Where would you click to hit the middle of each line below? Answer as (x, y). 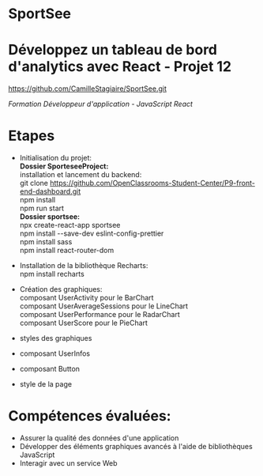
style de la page (46, 384)
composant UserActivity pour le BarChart (86, 298)
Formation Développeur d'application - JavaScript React (101, 104)
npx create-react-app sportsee (70, 225)
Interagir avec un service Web (68, 463)
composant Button (50, 369)
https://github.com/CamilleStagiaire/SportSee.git (88, 89)
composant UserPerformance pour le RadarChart (100, 315)
